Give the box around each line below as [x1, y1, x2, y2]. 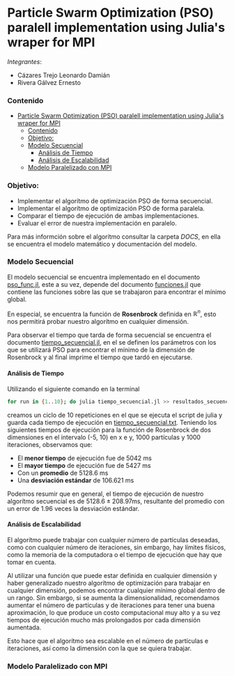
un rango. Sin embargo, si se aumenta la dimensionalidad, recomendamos [7, 593, 220, 602]
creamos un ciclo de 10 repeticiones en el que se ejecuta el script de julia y [7, 411, 223, 419]
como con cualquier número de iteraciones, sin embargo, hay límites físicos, [7, 543, 226, 551]
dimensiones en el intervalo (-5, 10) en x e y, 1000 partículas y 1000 [7, 433, 201, 441]
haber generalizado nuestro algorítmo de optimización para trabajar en [7, 579, 210, 587]
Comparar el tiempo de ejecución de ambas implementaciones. [17, 211, 200, 220]
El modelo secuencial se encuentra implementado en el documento [7, 273, 201, 281]
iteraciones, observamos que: [7, 440, 93, 448]
